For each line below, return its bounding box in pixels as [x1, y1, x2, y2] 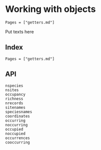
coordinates [5, 114, 30, 119]
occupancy [5, 92, 26, 97]
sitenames [5, 105, 26, 110]
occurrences [5, 136, 30, 141]
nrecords [5, 101, 23, 106]
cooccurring [5, 140, 30, 145]
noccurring [5, 122, 28, 128]
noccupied [5, 131, 26, 136]
